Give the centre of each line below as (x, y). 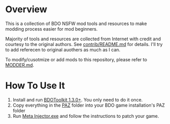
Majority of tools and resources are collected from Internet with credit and (83, 39)
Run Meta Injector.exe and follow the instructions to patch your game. (86, 116)
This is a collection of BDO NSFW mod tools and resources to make (76, 23)
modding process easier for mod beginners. (52, 29)
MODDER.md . (20, 65)
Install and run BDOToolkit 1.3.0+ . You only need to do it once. (78, 100)
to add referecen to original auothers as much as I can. (63, 49)
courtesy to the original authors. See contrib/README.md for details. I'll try (84, 44)
